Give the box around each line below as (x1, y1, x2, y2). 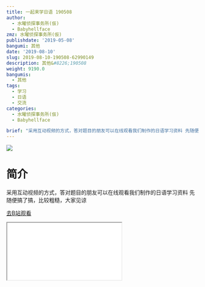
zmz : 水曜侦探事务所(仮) (6, 32, 62, 38)
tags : (6, 83, 20, 89)
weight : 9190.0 (6, 65, 45, 72)
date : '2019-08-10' (6, 49, 56, 55)
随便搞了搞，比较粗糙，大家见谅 (6, 197, 87, 204)
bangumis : (6, 71, 32, 78)
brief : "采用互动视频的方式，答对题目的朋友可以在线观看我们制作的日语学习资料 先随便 (6, 128, 200, 134)
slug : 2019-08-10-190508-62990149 (6, 54, 95, 60)
